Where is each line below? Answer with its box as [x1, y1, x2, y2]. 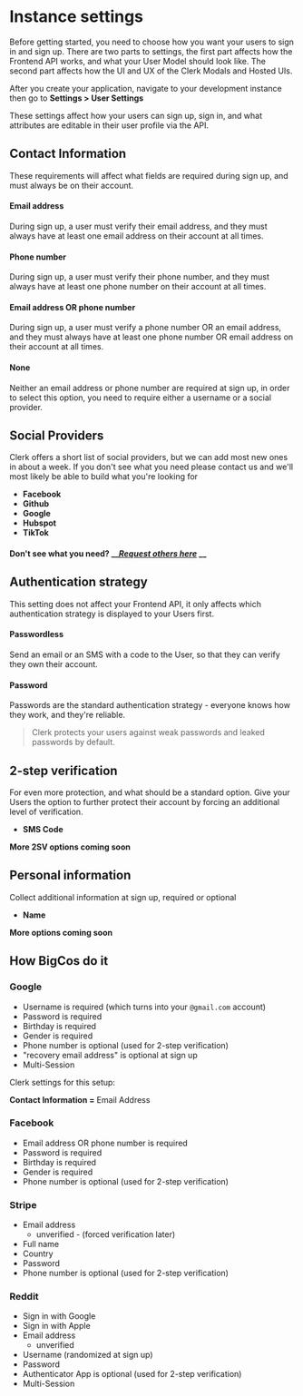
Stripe [9, 1198, 37, 1211]
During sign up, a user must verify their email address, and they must [9, 221, 268, 231]
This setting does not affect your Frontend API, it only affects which [9, 598, 261, 609]
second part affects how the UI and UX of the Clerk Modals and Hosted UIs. [9, 65, 293, 76]
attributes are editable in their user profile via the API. [9, 120, 210, 131]
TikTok [22, 527, 50, 538]
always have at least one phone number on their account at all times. [9, 281, 267, 292]
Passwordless [9, 629, 64, 640]
